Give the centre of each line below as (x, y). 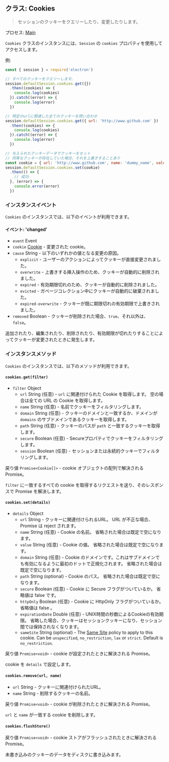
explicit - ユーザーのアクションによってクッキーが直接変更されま (88, 260)
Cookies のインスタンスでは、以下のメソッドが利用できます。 (69, 366)
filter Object (27, 388)
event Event (25, 241)
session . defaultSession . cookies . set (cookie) (53, 168)
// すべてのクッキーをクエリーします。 (40, 79)
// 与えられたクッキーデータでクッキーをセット (48, 153)
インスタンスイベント (31, 205)
